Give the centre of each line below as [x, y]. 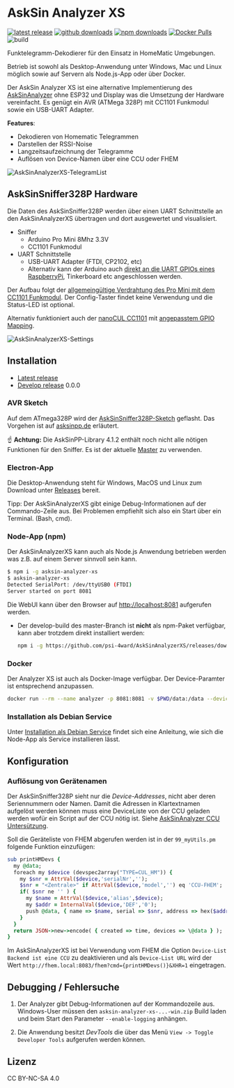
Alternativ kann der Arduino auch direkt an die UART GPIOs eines [121, 269]
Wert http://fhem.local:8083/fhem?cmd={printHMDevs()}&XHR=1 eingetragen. [117, 965]
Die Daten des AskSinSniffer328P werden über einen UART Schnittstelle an [115, 211]
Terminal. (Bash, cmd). [40, 519]
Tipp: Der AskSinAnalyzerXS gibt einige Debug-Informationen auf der [107, 504]
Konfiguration [38, 761]
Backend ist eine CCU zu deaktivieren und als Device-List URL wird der [110, 958]
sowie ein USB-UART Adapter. [50, 109]
